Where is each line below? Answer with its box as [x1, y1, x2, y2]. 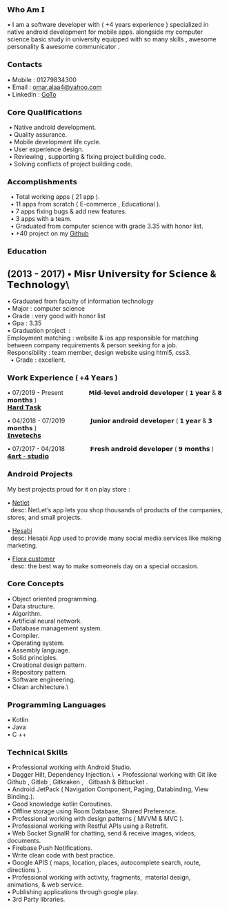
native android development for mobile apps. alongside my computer [7, 28, 203, 36]
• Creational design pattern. [7, 661, 86, 669]
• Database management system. [7, 623, 103, 632]
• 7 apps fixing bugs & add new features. [10, 207, 127, 215]
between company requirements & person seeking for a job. [7, 340, 178, 349]
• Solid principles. [7, 653, 59, 661]
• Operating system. [7, 639, 65, 647]
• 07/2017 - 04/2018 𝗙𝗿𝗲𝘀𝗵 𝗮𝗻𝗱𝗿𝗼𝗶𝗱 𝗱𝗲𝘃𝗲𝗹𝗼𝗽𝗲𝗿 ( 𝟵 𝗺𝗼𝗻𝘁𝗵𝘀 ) [7, 445, 215, 453]
